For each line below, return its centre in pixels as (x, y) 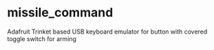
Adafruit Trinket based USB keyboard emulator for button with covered (107, 32)
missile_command (60, 13)
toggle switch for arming (42, 38)
